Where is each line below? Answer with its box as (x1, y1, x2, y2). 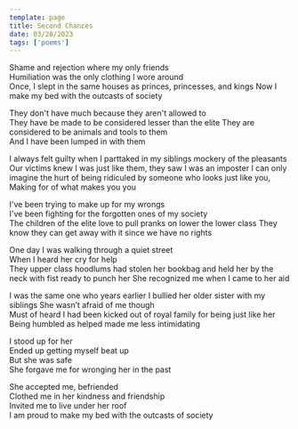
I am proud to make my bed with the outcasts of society (9, 410, 213, 421)
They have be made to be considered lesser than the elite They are (9, 117, 255, 128)
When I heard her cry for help (9, 255, 117, 265)
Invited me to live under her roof (9, 401, 127, 411)
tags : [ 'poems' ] (9, 37, 69, 47)
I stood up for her (9, 336, 73, 347)
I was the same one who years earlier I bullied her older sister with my (9, 290, 266, 301)
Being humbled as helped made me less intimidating (9, 319, 201, 329)
